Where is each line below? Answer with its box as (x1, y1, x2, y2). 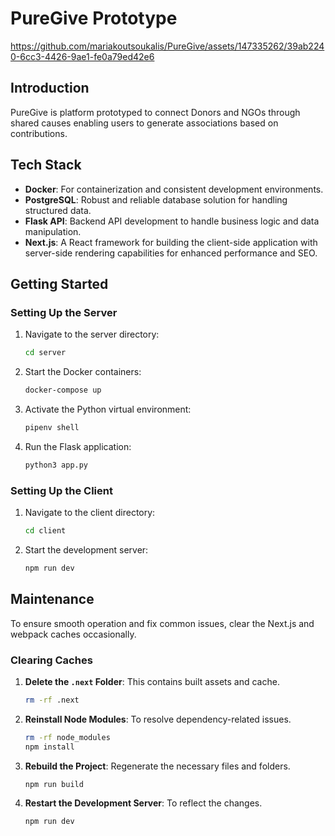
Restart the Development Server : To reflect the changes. (24, 797, 263, 809)
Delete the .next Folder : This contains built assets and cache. (24, 675, 280, 687)
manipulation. (24, 225, 82, 237)
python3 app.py (24, 460, 89, 470)
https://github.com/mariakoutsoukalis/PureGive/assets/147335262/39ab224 (10, 40, 325, 52)
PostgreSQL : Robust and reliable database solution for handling (24, 193, 288, 206)
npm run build (24, 779, 84, 789)
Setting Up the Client (10, 483, 113, 497)
